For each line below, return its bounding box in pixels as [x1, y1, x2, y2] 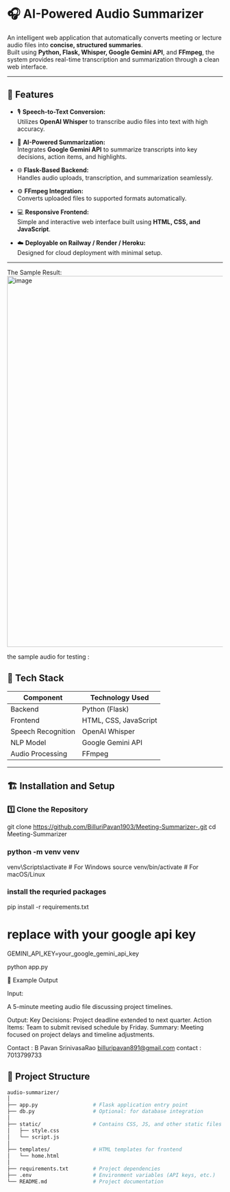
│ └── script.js [7, 1133, 60, 1141]
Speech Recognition [10, 727, 76, 736]
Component [23, 692, 63, 702]
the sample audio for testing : [7, 653, 90, 661]
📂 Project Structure [7, 1071, 90, 1082]
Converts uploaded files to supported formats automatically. [16, 194, 187, 202]
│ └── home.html [7, 1153, 60, 1160]
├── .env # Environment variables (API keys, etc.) [7, 1171, 216, 1178]
